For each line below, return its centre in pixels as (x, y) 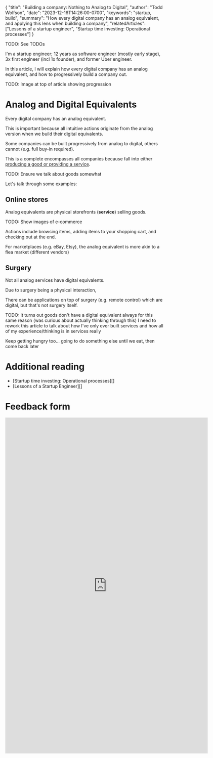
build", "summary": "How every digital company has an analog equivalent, (82, 18)
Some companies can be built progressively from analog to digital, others (82, 143)
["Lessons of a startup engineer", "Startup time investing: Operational (78, 29)
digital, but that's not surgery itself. (42, 305)
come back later (22, 346)
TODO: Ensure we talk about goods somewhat (53, 174)
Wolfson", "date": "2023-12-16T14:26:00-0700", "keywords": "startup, (78, 13)
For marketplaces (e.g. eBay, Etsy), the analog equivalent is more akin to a (82, 246)
